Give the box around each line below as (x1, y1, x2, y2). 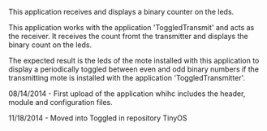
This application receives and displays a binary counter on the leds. (8, 7, 235, 16)
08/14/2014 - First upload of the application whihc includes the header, (8, 89, 246, 98)
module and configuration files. (8, 98, 113, 107)
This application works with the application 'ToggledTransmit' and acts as (8, 23, 255, 32)
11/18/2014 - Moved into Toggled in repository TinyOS (8, 113, 188, 123)
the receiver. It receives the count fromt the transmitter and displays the (8, 32, 249, 41)
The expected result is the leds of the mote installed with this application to (8, 56, 260, 65)
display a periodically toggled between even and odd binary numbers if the (8, 64, 260, 74)
